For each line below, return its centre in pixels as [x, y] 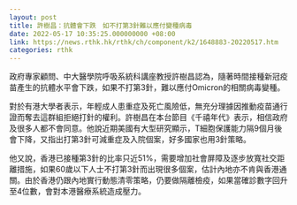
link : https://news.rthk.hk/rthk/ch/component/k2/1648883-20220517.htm [144, 42]
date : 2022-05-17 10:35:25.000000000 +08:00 [92, 34]
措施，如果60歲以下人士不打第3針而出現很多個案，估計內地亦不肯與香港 [148, 170]
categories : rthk [41, 50]
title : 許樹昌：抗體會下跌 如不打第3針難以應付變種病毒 [101, 26]
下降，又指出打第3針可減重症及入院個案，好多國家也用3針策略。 [134, 140]
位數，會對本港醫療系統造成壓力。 [84, 192]
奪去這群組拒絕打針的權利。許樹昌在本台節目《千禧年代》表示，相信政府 [156, 118]
